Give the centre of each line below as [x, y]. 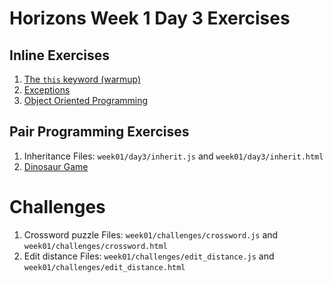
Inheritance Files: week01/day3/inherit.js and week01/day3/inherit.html [173, 156]
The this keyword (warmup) [82, 79]
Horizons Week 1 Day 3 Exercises [150, 18]
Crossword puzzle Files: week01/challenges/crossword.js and [151, 234]
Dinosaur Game [56, 166]
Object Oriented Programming [86, 100]
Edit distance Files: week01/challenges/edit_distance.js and [149, 256]
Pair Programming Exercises [99, 132]
